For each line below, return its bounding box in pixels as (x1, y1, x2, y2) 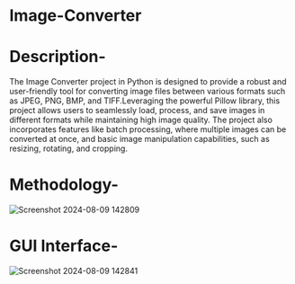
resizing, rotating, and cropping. (9, 143, 129, 154)
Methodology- (9, 174, 119, 195)
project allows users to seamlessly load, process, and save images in (9, 105, 265, 116)
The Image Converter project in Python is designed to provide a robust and (9, 76, 287, 87)
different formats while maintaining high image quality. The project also (9, 114, 273, 126)
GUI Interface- (9, 235, 119, 256)
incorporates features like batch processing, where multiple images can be (9, 124, 287, 135)
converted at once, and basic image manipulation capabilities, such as (9, 134, 270, 145)
